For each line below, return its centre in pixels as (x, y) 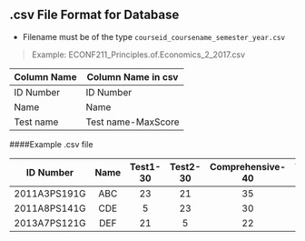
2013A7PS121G (50, 223)
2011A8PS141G (50, 208)
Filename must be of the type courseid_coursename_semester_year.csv (154, 36)
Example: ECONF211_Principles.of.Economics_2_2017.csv (138, 55)
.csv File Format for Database (94, 15)
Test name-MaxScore (133, 122)
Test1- (146, 166)
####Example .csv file (51, 144)
